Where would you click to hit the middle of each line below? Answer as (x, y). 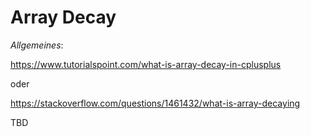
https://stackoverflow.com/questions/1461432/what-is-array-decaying (155, 103)
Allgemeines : (37, 45)
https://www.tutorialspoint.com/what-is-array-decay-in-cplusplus (146, 64)
